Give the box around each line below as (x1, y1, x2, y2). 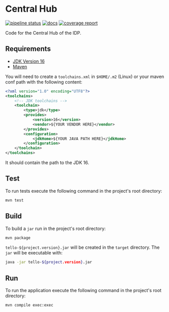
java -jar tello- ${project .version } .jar (5, 259, 93, 265)
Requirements (5, 44, 51, 54)
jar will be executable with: (5, 250, 63, 256)
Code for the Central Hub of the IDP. (5, 30, 81, 36)
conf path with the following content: (5, 79, 82, 85)
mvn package (5, 235, 31, 240)
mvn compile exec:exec (5, 303, 53, 308)
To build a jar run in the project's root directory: (5, 225, 106, 231)
